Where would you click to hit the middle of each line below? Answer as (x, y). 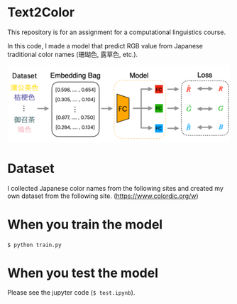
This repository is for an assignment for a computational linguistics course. (116, 32)
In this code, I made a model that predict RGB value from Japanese (105, 46)
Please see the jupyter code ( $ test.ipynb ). (71, 293)
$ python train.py (34, 245)
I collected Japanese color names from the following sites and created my (115, 188)
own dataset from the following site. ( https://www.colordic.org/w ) (103, 196)
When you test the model (83, 273)
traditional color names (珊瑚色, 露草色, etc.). (73, 54)
